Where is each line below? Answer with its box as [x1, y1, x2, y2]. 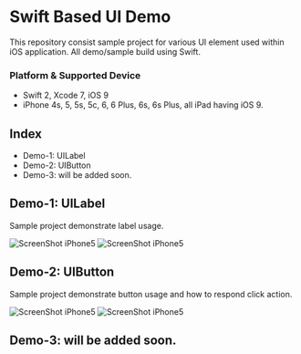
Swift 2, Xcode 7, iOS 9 [22, 89, 109, 101]
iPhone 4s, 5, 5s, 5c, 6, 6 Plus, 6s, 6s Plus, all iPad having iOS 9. [22, 99, 264, 110]
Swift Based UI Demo [9, 6, 171, 27]
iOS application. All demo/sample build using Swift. [9, 46, 201, 57]
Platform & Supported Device [9, 68, 141, 81]
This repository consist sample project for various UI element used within [9, 36, 285, 47]
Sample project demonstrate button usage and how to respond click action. [9, 288, 293, 299]
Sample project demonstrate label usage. [9, 220, 164, 231]
